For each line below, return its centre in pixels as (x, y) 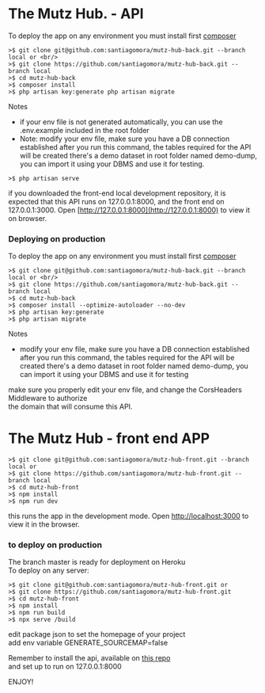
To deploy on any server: (49, 570)
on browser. (28, 218)
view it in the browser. (44, 524)
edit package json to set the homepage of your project (97, 634)
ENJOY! (21, 682)
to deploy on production (55, 545)
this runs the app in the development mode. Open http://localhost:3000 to (129, 516)
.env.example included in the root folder (85, 130)
